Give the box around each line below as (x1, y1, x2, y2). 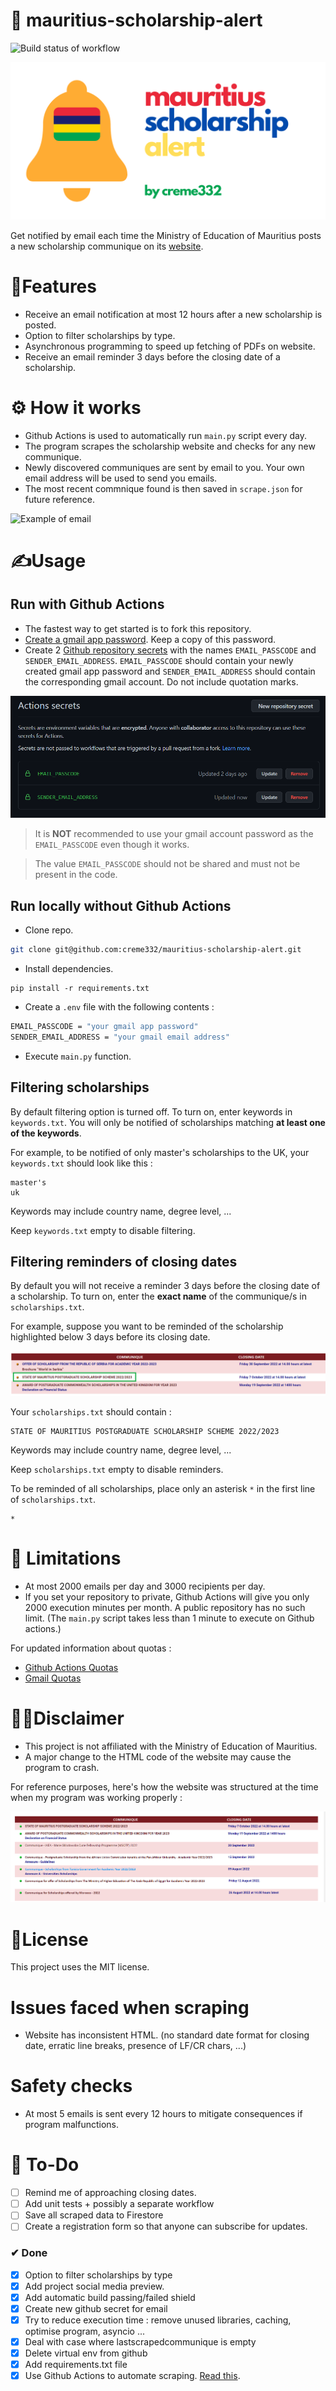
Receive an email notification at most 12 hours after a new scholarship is (24, 308, 323, 320)
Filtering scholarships (10, 1079, 150, 1096)
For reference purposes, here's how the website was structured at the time (10, 1781, 319, 1793)
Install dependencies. (24, 962, 114, 974)
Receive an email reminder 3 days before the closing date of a (24, 350, 281, 363)
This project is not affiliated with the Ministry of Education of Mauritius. (24, 1740, 318, 1753)
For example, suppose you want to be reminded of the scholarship (10, 1320, 284, 1333)
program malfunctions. (24, 2119, 120, 2131)
